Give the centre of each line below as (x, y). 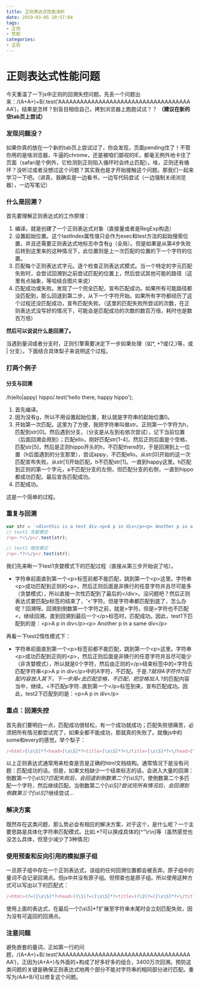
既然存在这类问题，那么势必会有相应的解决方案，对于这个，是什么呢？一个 (97, 824)
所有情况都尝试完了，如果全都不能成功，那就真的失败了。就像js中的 (99, 732)
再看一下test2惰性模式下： (39, 636)
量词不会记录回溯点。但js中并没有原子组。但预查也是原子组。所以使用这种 (97, 877)
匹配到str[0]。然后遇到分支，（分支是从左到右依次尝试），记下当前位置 (100, 432)
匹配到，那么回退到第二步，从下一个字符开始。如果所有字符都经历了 (104, 296)
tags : (13, 23)
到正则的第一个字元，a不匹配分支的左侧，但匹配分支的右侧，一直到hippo (104, 469)
